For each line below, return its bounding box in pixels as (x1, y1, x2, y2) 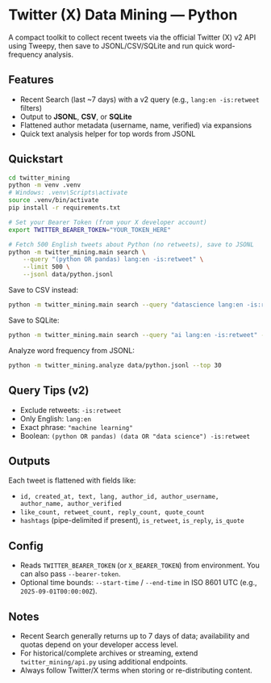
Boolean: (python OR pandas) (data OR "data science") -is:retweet (19, 431, 251, 441)
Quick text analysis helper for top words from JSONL (19, 129, 196, 138)
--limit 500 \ (23, 263, 70, 272)
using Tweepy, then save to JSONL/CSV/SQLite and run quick (8, 40, 214, 50)
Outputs (8, 454, 51, 468)
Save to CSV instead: (8, 285, 79, 295)
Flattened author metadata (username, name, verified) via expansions (19, 120, 252, 130)
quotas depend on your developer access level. (19, 639, 179, 649)
